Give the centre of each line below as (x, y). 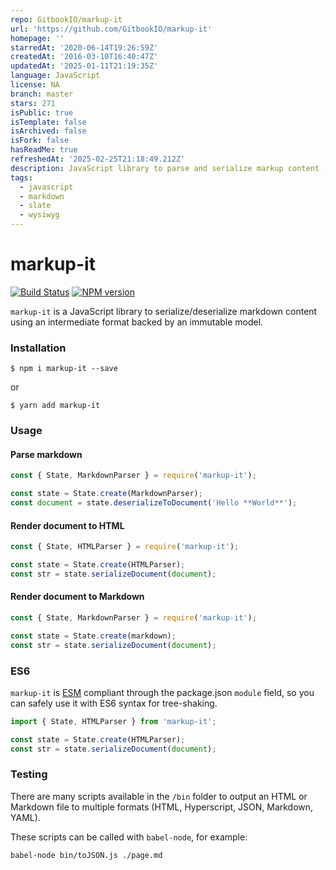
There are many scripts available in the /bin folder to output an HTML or (159, 796)
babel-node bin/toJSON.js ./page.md (86, 855)
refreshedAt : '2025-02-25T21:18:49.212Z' (98, 159)
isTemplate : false (48, 122)
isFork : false (40, 141)
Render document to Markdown (77, 597)
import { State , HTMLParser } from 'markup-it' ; (113, 721)
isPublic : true (42, 112)
